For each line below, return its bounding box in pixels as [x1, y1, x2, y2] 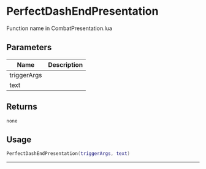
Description [48, 60, 83, 69]
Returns [6, 102, 38, 112]
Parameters [6, 42, 52, 53]
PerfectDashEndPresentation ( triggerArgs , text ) [6, 151, 131, 157]
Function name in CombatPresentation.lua [6, 24, 112, 32]
